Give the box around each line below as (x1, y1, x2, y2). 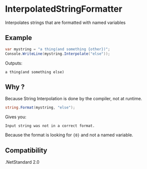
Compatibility (5, 146, 47, 154)
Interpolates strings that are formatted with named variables (5, 20, 126, 25)
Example (5, 34, 32, 42)
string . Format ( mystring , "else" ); (5, 105, 76, 110)
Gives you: (5, 114, 27, 120)
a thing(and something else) (5, 69, 64, 74)
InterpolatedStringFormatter (5, 3, 123, 15)
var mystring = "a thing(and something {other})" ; (5, 46, 110, 52)
